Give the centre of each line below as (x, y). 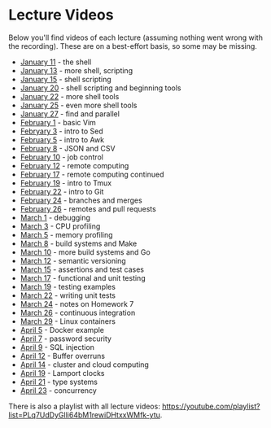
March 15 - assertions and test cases (82, 269)
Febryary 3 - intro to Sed (61, 131)
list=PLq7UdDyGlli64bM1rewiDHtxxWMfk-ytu (84, 415)
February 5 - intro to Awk (62, 139)
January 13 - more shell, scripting (76, 70)
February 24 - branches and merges (81, 200)
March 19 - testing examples (68, 286)
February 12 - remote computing (74, 165)
